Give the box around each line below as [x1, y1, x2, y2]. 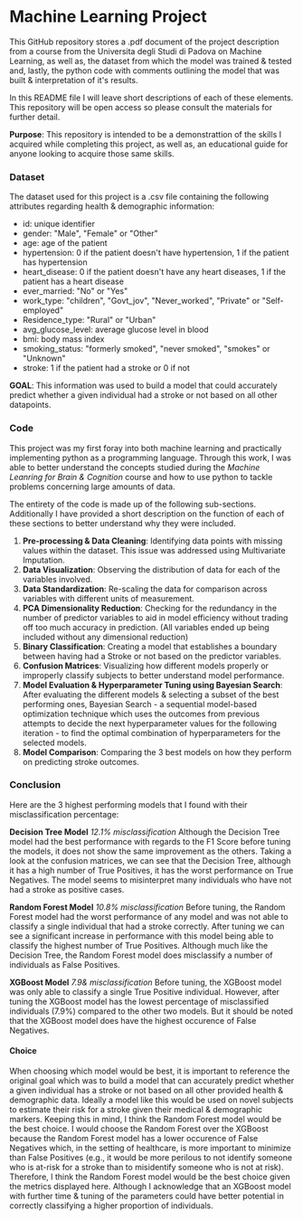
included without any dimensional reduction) [22, 631, 189, 642]
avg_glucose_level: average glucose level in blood [22, 324, 210, 336]
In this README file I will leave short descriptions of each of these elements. [9, 92, 294, 103]
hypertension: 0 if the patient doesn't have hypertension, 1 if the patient [22, 247, 289, 259]
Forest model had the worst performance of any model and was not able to [9, 911, 289, 922]
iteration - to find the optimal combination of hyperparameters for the [22, 727, 281, 738]
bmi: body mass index [22, 334, 105, 345]
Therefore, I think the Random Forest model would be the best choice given [9, 1171, 291, 1182]
